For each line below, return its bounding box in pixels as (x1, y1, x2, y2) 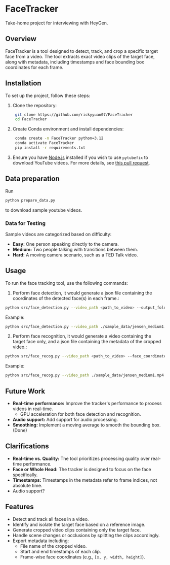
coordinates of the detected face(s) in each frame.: (12, 295, 119, 301)
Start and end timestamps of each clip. (20, 548, 101, 554)
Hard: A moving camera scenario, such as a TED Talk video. (12, 252, 138, 258)
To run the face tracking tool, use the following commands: (5, 280, 128, 286)
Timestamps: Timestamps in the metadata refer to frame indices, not (12, 477, 157, 483)
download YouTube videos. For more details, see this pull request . (12, 159, 150, 165)
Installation (5, 79, 41, 88)
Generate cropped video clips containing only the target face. (12, 526, 141, 533)
